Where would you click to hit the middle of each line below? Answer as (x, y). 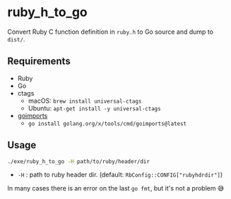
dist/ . (16, 39)
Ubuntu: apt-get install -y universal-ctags (94, 108)
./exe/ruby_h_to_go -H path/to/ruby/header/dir (79, 161)
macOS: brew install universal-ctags (85, 101)
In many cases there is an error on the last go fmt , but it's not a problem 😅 (116, 188)
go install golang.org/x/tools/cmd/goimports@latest (107, 124)
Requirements (39, 62)
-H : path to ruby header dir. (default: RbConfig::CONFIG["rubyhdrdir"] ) (120, 175)
